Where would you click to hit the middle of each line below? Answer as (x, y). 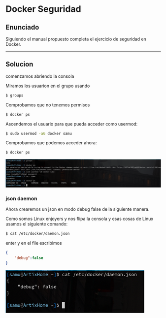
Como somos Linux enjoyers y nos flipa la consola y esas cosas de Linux (80, 219)
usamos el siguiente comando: (37, 224)
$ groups (15, 95)
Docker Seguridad (43, 9)
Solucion (19, 64)
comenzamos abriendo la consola (40, 76)
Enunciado (22, 27)
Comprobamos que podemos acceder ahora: (51, 143)
